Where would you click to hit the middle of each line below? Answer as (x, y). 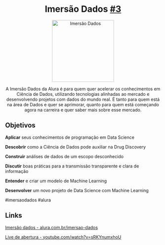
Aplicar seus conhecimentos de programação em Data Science (70, 137)
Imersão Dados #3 (83, 9)
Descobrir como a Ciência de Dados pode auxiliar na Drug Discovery (76, 147)
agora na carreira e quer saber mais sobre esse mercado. (83, 110)
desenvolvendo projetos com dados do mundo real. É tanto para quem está (83, 99)
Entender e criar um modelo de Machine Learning (56, 181)
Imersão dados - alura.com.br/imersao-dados (51, 227)
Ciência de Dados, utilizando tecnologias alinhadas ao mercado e (83, 94)
